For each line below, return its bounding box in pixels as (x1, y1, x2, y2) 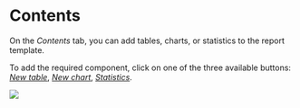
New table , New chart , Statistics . (9, 71, 133, 82)
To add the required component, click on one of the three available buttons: (9, 62, 292, 73)
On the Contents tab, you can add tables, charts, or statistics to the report (9, 35, 285, 46)
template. (9, 44, 45, 55)
